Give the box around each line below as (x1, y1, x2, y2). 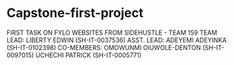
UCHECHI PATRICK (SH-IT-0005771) (35, 51, 142, 59)
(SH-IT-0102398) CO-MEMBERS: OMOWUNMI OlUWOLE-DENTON (6, 43, 202, 52)
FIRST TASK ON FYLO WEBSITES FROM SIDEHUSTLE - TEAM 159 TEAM (6, 28, 218, 37)
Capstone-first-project (6, 5, 144, 21)
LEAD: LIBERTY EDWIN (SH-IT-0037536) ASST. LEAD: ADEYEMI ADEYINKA (6, 35, 227, 44)
